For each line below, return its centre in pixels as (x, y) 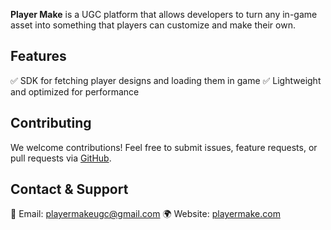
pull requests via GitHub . (61, 158)
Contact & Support (69, 189)
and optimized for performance (75, 91)
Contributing (51, 123)
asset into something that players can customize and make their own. (153, 25)
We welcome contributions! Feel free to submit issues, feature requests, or (164, 147)
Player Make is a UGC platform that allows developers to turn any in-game (164, 14)
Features (38, 56)
